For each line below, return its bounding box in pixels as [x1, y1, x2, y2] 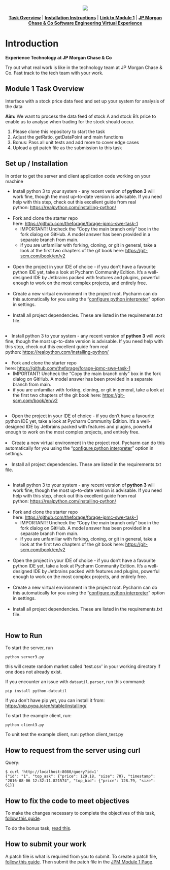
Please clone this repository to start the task [12, 128, 105, 135]
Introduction [5, 38, 59, 49]
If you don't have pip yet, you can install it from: [5, 697, 105, 704]
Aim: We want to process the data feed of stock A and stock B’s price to [5, 113, 156, 119]
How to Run [5, 631, 43, 640]
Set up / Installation [5, 159, 68, 168]
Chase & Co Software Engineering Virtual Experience [28, 20, 143, 26]
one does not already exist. [5, 669, 62, 675]
